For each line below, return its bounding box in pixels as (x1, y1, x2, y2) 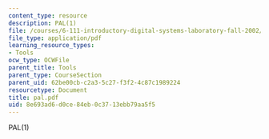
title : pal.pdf (8, 93, 59, 101)
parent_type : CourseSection (8, 71, 102, 79)
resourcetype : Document (8, 85, 88, 94)
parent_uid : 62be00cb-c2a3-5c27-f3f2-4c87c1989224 (8, 78, 181, 86)
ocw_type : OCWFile (8, 57, 70, 65)
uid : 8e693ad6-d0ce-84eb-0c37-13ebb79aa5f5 (8, 101, 156, 109)
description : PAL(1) (8, 19, 78, 27)
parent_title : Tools (8, 64, 78, 72)
